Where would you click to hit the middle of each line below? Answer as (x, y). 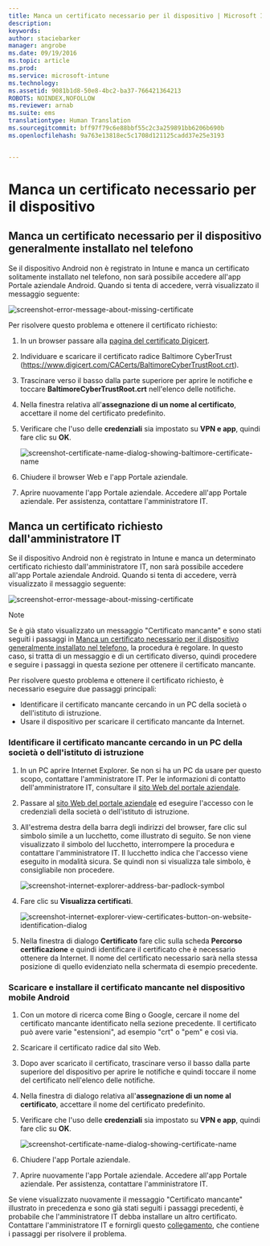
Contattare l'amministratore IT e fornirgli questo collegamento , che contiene (134, 1225)
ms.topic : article (39, 61)
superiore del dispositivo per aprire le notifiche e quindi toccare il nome (138, 1072)
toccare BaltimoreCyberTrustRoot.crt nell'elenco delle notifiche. (128, 389)
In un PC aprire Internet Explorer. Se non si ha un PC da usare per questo (141, 770)
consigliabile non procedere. (67, 869)
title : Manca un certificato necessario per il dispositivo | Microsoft (133, 16)
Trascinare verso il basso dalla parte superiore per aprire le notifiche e (136, 380)
